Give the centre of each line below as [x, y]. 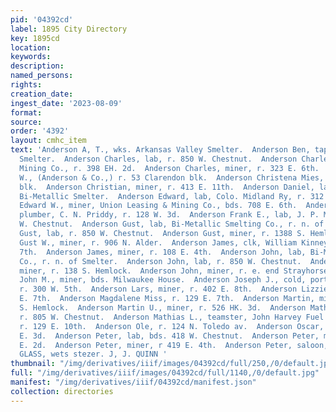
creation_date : [42, 94]
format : [26, 112]
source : [26, 122]
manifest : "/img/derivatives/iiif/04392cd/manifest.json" [133, 382]
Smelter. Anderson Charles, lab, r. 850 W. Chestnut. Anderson [158, 159]
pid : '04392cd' [42, 19]
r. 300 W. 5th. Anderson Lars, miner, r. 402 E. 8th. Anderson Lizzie [174, 289]
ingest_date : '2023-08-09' [66, 103]
